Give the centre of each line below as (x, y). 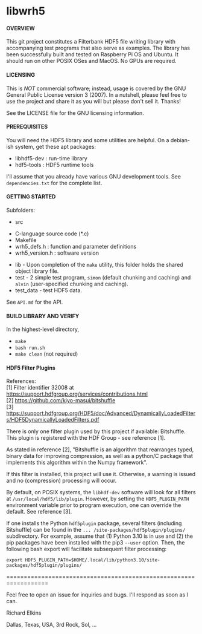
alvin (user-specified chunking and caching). (71, 284)
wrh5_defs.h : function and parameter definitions (76, 247)
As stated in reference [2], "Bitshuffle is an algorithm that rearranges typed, (100, 449)
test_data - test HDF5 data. (49, 290)
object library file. (37, 271)
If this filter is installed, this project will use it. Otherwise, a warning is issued (101, 474)
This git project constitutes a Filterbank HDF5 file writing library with (91, 42)
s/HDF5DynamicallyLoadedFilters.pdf (53, 420)
